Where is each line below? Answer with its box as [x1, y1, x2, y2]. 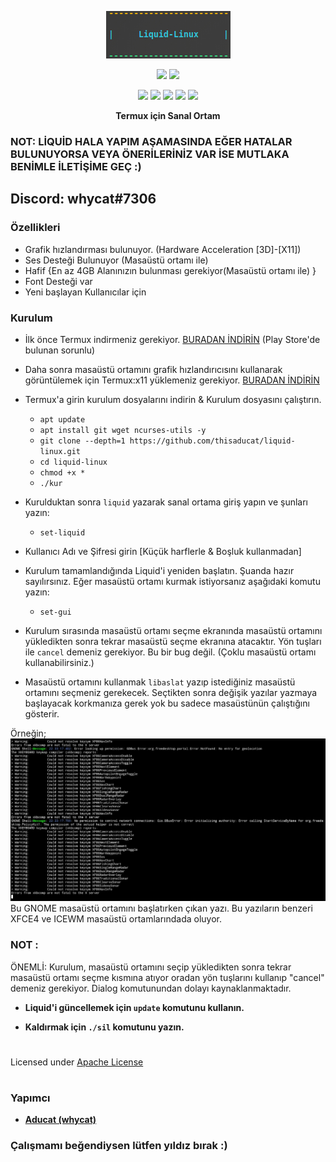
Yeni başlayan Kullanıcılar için [24, 286, 147, 298]
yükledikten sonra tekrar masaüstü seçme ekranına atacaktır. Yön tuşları [24, 635, 322, 647]
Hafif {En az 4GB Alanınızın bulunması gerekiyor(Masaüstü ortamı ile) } [24, 264, 317, 276]
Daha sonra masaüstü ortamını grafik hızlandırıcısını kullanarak [24, 363, 283, 375]
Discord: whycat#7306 [10, 191, 157, 208]
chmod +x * [39, 467, 86, 478]
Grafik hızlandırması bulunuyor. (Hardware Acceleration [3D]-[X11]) [24, 243, 302, 255]
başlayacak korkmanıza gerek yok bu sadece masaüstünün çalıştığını [24, 697, 310, 709]
